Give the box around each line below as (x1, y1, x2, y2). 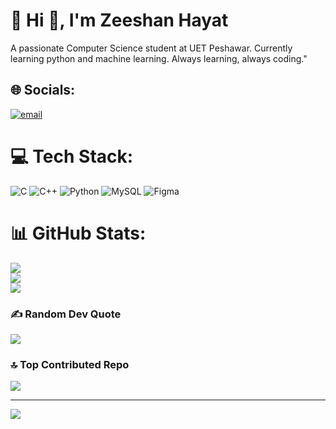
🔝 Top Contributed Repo (10, 357, 130, 371)
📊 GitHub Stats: (10, 222, 147, 244)
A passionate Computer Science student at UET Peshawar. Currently (10, 42, 293, 54)
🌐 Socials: (10, 82, 76, 99)
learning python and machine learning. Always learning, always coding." (10, 52, 308, 64)
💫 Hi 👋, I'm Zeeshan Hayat (10, 9, 229, 32)
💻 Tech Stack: (10, 145, 134, 168)
